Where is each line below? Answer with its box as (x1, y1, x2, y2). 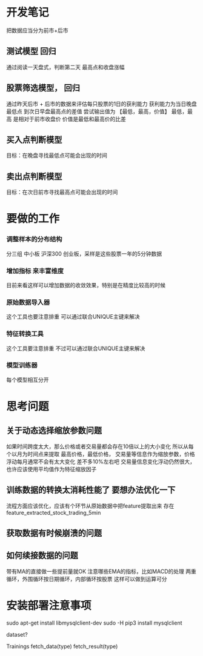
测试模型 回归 (6, 46, 56, 56)
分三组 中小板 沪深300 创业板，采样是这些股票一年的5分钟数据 (6, 250, 162, 257)
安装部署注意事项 (6, 599, 92, 612)
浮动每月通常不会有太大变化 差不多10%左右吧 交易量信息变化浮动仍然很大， (6, 458, 196, 465)
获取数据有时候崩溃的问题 (6, 528, 102, 538)
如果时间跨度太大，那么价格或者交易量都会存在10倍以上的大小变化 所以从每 (6, 443, 194, 450)
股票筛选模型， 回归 (6, 83, 80, 93)
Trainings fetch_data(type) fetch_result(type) (6, 643, 118, 650)
